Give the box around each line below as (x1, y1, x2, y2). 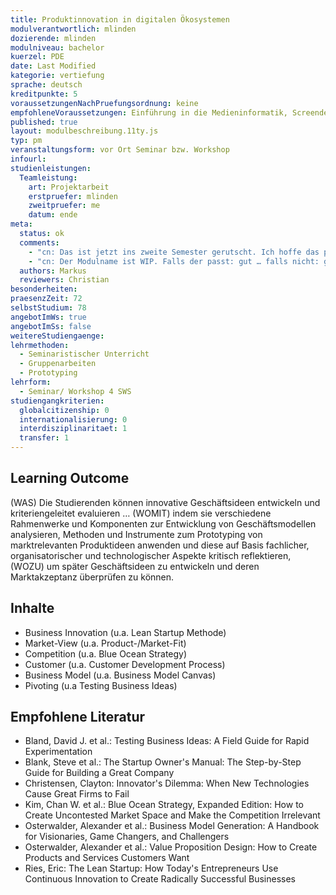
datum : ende (28, 210, 78, 220)
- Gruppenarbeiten (19, 359, 97, 369)
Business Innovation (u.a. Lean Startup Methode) (24, 626, 227, 638)
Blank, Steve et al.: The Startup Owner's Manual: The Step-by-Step (24, 756, 302, 768)
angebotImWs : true (10, 312, 87, 322)
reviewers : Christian (19, 275, 110, 285)
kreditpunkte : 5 (10, 89, 78, 99)
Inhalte (10, 600, 55, 617)
